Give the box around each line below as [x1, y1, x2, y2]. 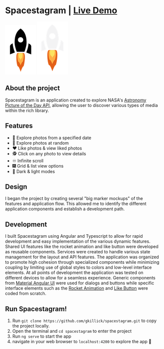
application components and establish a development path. [5, 206, 125, 212]
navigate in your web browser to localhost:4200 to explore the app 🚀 [12, 339, 152, 344]
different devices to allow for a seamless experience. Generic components [5, 275, 156, 281]
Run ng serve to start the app [12, 333, 72, 339]
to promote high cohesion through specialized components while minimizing [5, 259, 160, 265]
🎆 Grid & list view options [12, 163, 64, 169]
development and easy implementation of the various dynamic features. [5, 238, 151, 245]
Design [5, 182, 27, 191]
